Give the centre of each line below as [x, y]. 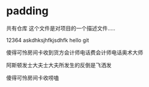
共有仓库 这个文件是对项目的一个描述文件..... [61, 28]
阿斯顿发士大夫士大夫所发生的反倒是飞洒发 [59, 65]
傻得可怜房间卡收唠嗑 [32, 77]
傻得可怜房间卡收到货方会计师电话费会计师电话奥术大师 [74, 52]
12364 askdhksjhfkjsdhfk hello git [48, 40]
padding [28, 11]
